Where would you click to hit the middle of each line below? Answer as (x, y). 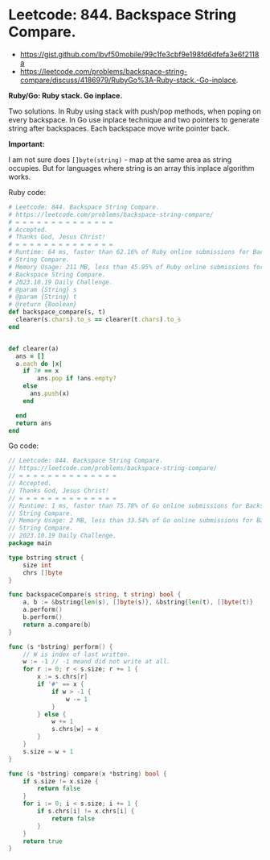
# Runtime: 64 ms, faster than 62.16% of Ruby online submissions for (129, 252)
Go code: (23, 446)
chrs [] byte (43, 573)
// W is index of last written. (77, 654)
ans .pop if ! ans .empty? (77, 379)
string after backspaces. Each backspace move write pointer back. (119, 128)
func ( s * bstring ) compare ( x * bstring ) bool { (88, 774)
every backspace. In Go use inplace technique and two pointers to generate (134, 119)
